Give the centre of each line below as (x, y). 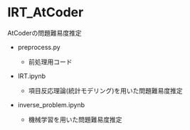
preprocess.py (39, 47)
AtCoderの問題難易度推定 (44, 33)
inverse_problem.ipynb (51, 104)
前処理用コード (50, 62)
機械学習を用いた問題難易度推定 (75, 119)
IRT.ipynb (32, 76)
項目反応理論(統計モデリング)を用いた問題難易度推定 (105, 90)
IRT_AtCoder (46, 12)
